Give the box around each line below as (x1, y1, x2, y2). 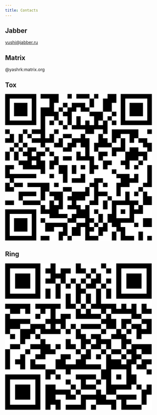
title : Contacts (5, 8, 38, 13)
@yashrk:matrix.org (5, 66, 45, 73)
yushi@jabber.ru (5, 40, 38, 45)
